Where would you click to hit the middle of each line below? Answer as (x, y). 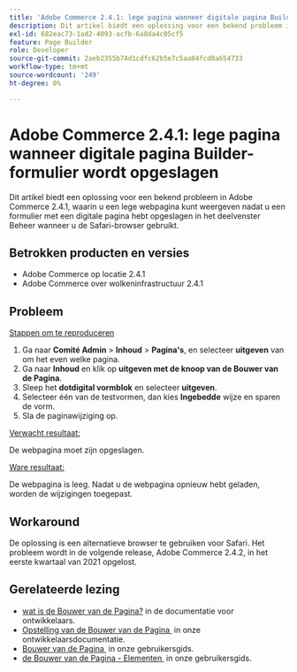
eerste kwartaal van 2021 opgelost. (73, 562)
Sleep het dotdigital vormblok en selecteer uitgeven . (119, 388)
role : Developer (39, 50)
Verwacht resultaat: (45, 433)
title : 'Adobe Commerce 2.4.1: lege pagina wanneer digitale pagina (138, 17)
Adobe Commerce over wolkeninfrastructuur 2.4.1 (112, 283)
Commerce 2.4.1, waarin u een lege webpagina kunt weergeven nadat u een (147, 206)
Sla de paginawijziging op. (70, 416)
